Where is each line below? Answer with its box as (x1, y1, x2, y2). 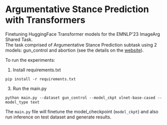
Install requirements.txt (12, 67, 61, 73)
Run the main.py (12, 85, 47, 92)
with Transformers (5, 14, 85, 26)
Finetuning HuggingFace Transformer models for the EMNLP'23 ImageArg (5, 31, 160, 37)
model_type (5, 100, 28, 105)
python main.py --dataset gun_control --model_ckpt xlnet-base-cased (5, 95, 156, 100)
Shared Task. (5, 36, 33, 43)
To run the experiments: (5, 57, 55, 63)
